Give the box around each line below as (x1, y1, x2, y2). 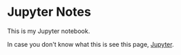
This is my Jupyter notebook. (7, 27, 90, 35)
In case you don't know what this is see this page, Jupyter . (7, 40, 174, 48)
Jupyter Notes (7, 4, 91, 20)
